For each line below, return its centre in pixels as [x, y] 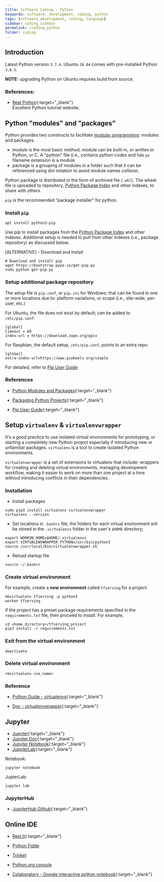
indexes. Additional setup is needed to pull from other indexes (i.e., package [82, 237]
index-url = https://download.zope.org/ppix [51, 336]
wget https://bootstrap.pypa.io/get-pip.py [50, 265]
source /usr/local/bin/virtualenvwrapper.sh [51, 546]
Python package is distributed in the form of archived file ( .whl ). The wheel [81, 180]
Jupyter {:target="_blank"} [38, 734]
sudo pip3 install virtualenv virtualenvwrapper [56, 510]
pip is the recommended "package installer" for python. [61, 200]
